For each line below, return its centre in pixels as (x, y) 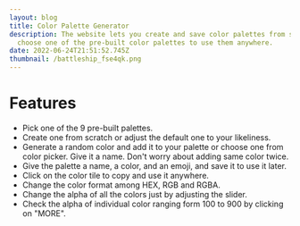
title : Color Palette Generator (69, 26)
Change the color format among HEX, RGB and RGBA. (121, 185)
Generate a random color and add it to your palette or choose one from (153, 146)
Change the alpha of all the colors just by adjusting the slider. (135, 194)
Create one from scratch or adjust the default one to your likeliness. (146, 137)
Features (43, 103)
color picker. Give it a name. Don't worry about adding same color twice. (155, 156)
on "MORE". (44, 213)
